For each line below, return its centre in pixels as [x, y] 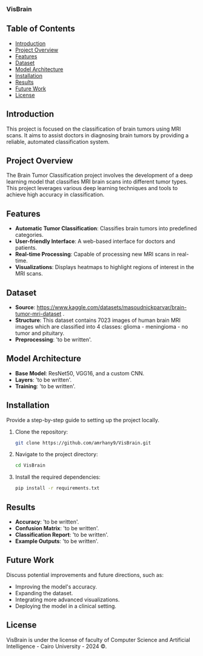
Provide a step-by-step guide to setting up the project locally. [83, 420]
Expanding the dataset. [44, 593]
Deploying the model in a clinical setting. [66, 606]
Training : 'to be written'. [45, 386]
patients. [26, 248]
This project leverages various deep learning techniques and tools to [92, 188]
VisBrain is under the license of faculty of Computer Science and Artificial [98, 640]
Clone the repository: [42, 432]
